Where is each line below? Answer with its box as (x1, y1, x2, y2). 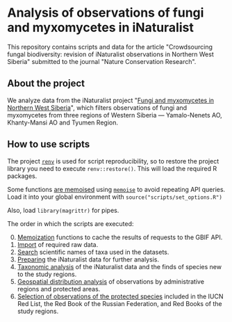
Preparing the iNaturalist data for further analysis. (17, 255, 160, 264)
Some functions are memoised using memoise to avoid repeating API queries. (7, 185, 226, 193)
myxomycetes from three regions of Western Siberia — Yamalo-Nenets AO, (7, 111, 222, 119)
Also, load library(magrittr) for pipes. (7, 206, 119, 214)
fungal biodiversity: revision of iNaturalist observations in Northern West (7, 50, 214, 58)
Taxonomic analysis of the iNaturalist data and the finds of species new (17, 262, 222, 271)
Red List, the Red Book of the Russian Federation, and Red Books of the (17, 299, 222, 307)
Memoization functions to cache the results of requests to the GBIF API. (17, 233, 223, 241)
